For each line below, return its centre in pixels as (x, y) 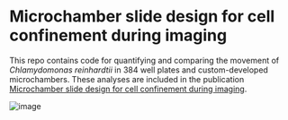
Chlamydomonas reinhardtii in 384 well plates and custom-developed (139, 70)
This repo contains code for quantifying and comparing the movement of (144, 60)
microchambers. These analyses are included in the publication (127, 79)
